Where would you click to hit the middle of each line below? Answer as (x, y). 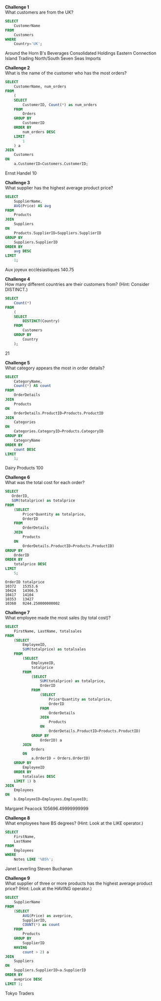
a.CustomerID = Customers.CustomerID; (51, 164)
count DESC (25, 449)
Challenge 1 (17, 7)
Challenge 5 (18, 362)
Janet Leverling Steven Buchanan (39, 869)
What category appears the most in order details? (55, 368)
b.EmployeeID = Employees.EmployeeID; (51, 799)
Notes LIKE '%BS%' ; (34, 859)
